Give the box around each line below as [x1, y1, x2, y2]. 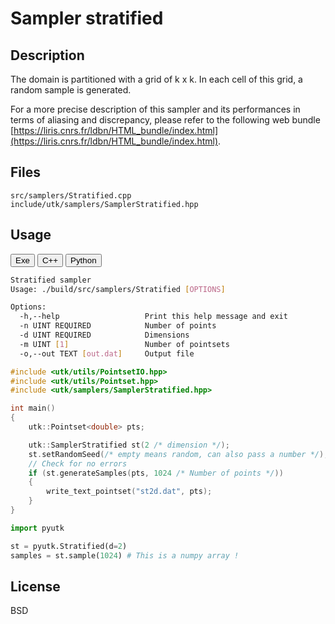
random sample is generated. [10, 84, 132, 96]
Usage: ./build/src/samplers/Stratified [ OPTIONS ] [10, 284, 226, 294]
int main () [10, 403, 56, 414]
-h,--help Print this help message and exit [19, 312, 288, 322]
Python [70, 255, 97, 266]
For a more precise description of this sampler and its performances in [10, 103, 301, 115]
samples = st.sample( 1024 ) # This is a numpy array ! [10, 550, 240, 561]
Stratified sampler [10, 275, 92, 285]
